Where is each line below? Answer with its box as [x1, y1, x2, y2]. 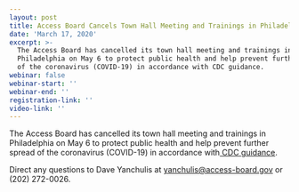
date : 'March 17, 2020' [9, 29, 98, 38]
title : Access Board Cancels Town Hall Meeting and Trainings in [9, 21, 256, 30]
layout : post [9, 12, 58, 22]
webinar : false [9, 71, 66, 80]
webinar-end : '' [9, 87, 69, 96]
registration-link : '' [9, 95, 93, 105]
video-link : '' [9, 104, 66, 113]
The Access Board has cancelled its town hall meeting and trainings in [9, 128, 267, 139]
